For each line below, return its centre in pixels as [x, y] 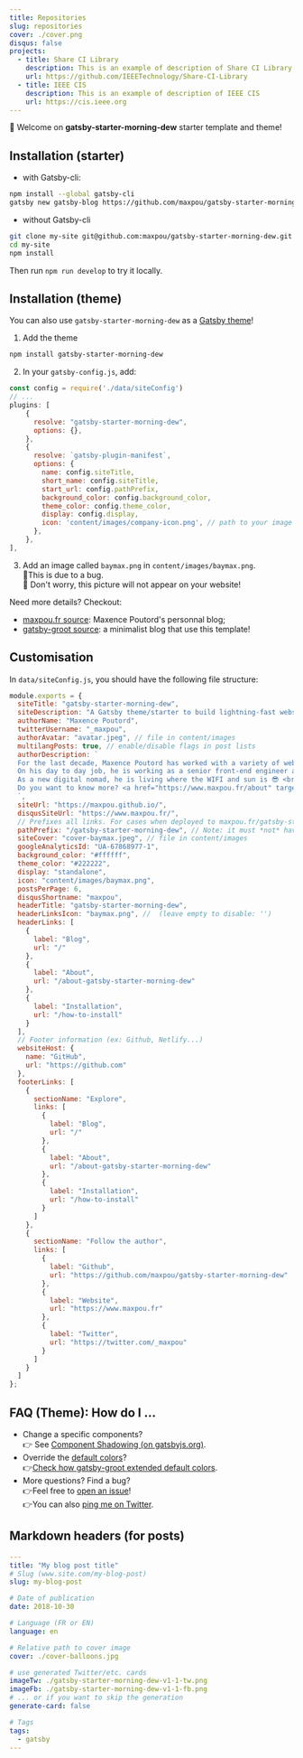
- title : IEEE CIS [52, 85]
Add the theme [50, 338]
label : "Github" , [82, 1267]
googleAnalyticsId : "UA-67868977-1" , [88, 847]
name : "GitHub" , [56, 1057]
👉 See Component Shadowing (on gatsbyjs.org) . [114, 1445]
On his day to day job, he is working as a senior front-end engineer [153, 771]
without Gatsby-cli [56, 220]
